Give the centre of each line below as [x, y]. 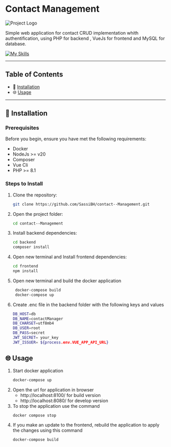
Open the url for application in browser [53, 390]
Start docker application [38, 370]
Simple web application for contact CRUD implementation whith [72, 33]
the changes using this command [48, 430]
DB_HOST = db [24, 314]
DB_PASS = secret [29, 333]
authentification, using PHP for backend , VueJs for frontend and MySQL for [85, 38]
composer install [31, 247]
